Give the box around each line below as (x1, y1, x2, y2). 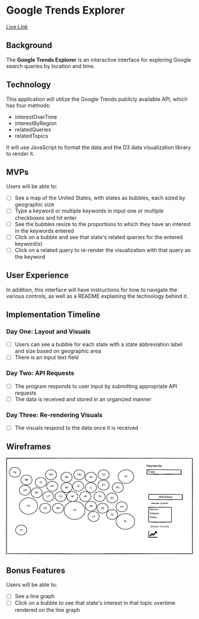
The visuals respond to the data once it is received (14, 424, 139, 431)
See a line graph (14, 593, 55, 600)
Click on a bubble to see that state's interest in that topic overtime (14, 599, 176, 607)
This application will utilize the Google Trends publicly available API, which (6, 96, 188, 103)
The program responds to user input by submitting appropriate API (14, 382, 178, 389)
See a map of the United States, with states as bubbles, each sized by (14, 194, 185, 202)
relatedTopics (14, 132, 49, 139)
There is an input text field (14, 354, 79, 361)
